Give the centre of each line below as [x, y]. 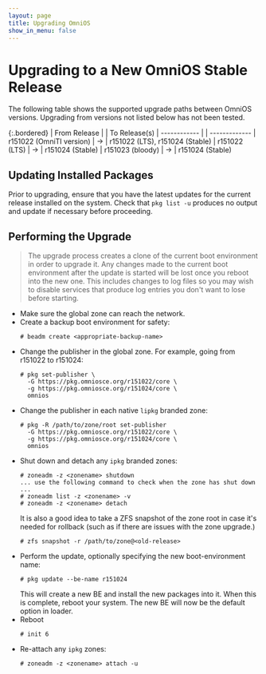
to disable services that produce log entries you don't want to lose [136, 289]
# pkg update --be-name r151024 [73, 579]
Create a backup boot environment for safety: [95, 322]
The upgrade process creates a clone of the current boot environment [143, 256]
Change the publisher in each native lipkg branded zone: [114, 410]
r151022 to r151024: [51, 359]
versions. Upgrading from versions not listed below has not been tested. [127, 117]
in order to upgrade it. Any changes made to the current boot [128, 264]
